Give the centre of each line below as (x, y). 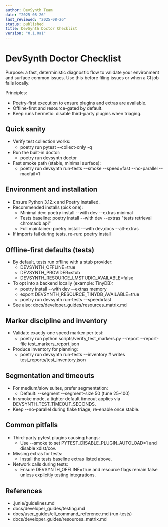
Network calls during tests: (40, 464)
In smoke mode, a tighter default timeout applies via (66, 399)
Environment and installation (51, 190)
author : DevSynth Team (29, 10)
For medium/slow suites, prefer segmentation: (60, 388)
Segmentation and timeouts (50, 376)
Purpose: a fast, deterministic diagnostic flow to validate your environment (82, 72)
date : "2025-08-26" (26, 15)
